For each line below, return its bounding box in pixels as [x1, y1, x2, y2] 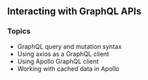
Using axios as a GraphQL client [17, 49, 110, 58]
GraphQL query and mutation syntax [17, 42, 122, 51]
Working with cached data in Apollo [17, 64, 120, 72]
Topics [7, 26, 31, 36]
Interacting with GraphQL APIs [7, 6, 142, 17]
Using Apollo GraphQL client [17, 57, 99, 65]
